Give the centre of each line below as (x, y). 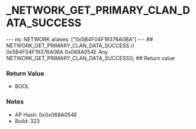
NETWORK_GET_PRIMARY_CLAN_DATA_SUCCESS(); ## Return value (91, 58)
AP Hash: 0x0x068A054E (46, 115)
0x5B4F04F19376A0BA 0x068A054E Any (57, 51)
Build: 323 (27, 121)
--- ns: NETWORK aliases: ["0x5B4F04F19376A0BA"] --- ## (80, 39)
